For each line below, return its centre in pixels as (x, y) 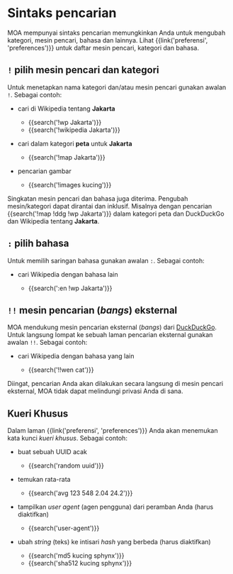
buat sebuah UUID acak (52, 452)
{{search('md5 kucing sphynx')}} (76, 556)
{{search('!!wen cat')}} (61, 370)
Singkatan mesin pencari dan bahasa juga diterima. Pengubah (98, 198)
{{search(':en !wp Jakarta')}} (70, 288)
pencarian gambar (45, 171)
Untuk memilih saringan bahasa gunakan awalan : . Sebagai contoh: (106, 260)
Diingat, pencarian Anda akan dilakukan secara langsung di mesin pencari (115, 384)
